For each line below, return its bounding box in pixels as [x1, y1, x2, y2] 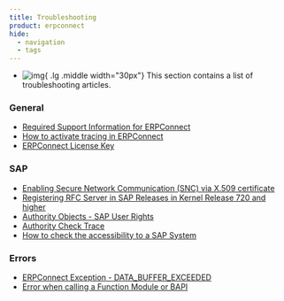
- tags [17, 46, 42, 55]
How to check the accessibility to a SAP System [21, 229, 197, 240]
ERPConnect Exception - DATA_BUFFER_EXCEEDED [21, 272, 212, 283]
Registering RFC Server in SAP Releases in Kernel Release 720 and [21, 192, 266, 203]
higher [21, 201, 46, 212]
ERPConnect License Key [21, 141, 115, 151]
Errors [9, 251, 37, 264]
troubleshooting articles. [21, 80, 111, 90]
